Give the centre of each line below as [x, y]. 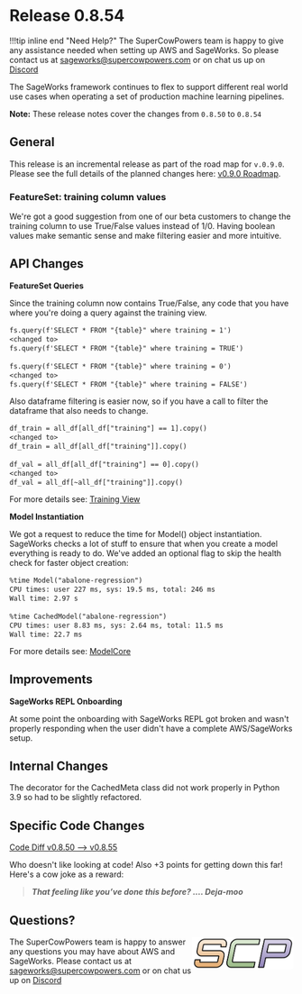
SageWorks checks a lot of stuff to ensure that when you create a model [143, 543]
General [32, 142]
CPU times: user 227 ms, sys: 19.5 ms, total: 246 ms [113, 589]
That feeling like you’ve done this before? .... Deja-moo [137, 892]
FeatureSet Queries [46, 286]
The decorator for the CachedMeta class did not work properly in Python [145, 788]
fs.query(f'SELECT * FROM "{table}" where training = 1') [120, 330]
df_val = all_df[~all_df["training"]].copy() [96, 482]
